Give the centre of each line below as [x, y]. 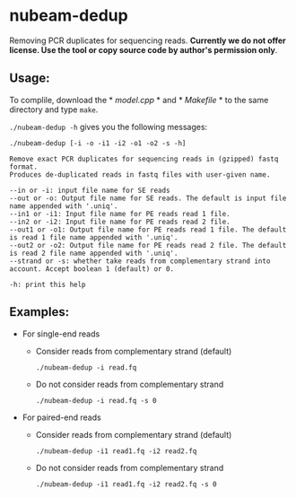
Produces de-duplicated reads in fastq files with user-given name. [140, 175]
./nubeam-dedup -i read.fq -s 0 [96, 400]
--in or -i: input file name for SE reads [90, 190]
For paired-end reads [61, 417]
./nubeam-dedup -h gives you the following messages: [109, 127]
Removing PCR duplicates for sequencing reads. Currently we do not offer [148, 40]
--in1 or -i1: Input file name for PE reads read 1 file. [120, 214]
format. [24, 167]
